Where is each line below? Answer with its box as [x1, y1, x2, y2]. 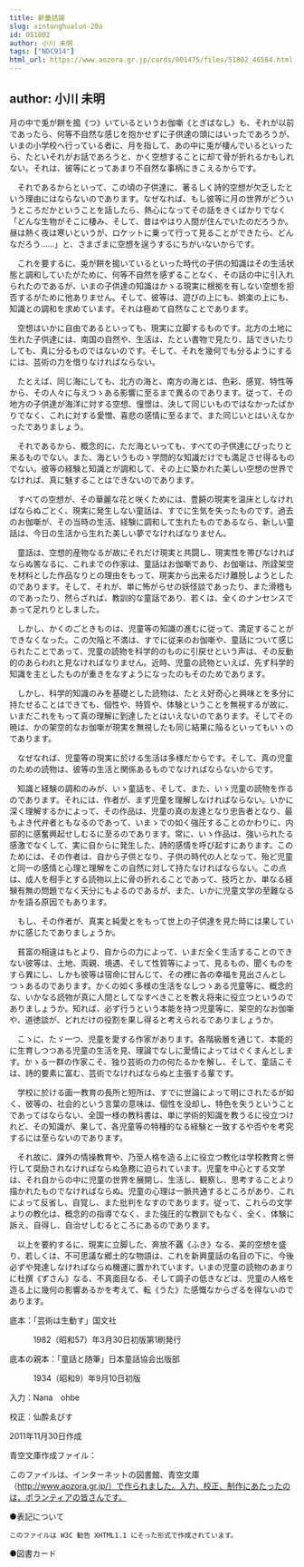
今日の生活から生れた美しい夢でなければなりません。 [33, 527, 232, 538]
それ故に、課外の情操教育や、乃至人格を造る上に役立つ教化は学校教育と [16, 1151, 287, 1162]
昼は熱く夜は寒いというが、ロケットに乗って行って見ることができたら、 [9, 227, 279, 238]
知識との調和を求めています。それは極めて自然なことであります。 [9, 303, 253, 314]
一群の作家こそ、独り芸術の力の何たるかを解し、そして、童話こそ [48, 1056, 294, 1067]
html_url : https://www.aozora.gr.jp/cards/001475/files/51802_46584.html [9, 55, 294, 64]
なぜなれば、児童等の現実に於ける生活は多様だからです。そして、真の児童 [16, 752, 294, 763]
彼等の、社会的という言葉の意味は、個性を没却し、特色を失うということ [24, 1098, 295, 1109]
